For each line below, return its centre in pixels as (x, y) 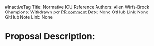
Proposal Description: (50, 37)
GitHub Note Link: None (29, 17)
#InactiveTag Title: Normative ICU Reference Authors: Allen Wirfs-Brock (77, 7)
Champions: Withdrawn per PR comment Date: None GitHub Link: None (77, 12)
